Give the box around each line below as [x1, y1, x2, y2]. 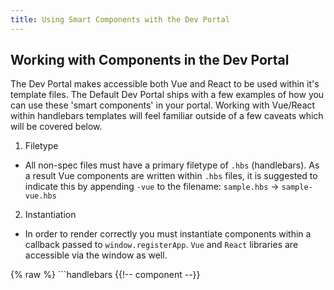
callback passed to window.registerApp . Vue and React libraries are [24, 239, 299, 251]
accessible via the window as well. [24, 249, 168, 261]
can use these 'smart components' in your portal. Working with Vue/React [10, 99, 316, 111]
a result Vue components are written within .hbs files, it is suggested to [24, 170, 318, 182]
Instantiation [24, 209, 77, 221]
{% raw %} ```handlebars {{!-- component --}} [10, 269, 201, 281]
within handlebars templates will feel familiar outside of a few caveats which [10, 110, 324, 122]
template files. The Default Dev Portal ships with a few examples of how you [10, 89, 325, 101]
